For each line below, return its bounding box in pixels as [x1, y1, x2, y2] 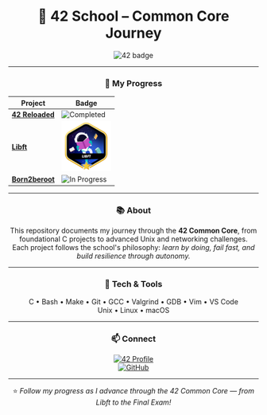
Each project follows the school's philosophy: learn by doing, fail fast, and [11, 243, 256, 253]
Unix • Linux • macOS [97, 305, 170, 315]
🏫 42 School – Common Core [37, 7, 230, 25]
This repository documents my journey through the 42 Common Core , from [10, 226, 257, 236]
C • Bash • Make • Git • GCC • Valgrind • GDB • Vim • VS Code [29, 296, 238, 306]
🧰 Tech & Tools [104, 279, 163, 290]
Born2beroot [11, 174, 56, 184]
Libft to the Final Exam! [95, 397, 172, 407]
